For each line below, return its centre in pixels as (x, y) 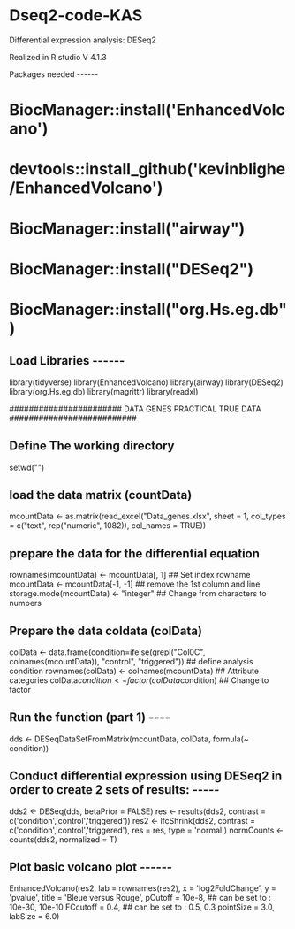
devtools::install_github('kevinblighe (147, 169)
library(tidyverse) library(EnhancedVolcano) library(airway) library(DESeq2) (147, 382)
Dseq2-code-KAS (76, 15)
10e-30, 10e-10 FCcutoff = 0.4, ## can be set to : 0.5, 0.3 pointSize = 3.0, (142, 907)
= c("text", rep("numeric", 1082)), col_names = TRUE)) (107, 526)
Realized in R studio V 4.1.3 (58, 57)
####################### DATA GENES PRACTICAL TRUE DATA (136, 409)
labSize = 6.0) (34, 917)
